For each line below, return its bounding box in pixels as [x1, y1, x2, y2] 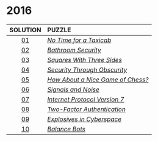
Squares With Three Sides [47, 55, 122, 64]
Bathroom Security [47, 46, 102, 54]
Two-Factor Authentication [47, 105, 126, 113]
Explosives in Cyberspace [47, 115, 122, 123]
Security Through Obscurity [47, 65, 127, 74]
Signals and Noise [47, 85, 99, 94]
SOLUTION [9, 26, 41, 34]
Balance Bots [47, 125, 85, 133]
